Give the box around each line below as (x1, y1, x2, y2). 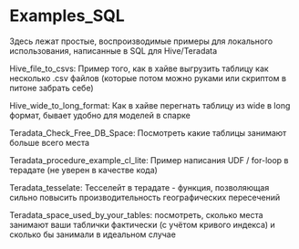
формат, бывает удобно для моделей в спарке (9, 109, 191, 120)
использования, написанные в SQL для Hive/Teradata (9, 45, 218, 56)
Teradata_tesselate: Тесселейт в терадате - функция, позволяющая (9, 182, 270, 192)
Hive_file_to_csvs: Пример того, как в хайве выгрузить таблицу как (9, 63, 269, 74)
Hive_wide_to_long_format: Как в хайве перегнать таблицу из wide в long (9, 99, 291, 110)
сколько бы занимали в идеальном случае (9, 229, 176, 240)
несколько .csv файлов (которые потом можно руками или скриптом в (9, 72, 287, 83)
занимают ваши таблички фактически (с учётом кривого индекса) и (9, 219, 275, 230)
